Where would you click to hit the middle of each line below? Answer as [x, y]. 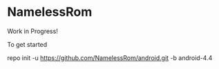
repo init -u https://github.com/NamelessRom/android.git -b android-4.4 [110, 58]
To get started [27, 44]
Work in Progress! [33, 31]
